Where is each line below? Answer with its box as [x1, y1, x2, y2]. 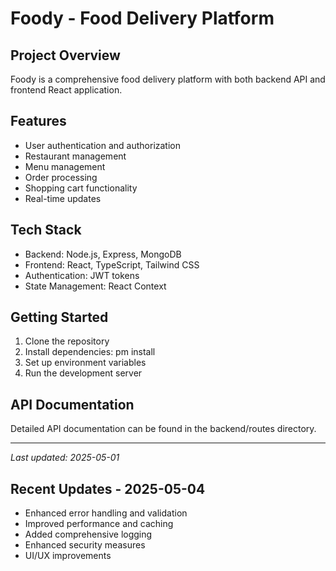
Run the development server [24, 367, 143, 379]
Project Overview [10, 47, 121, 64]
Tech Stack [10, 222, 82, 239]
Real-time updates [24, 192, 102, 204]
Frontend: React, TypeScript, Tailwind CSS [24, 258, 200, 271]
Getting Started [10, 309, 109, 326]
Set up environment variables [24, 357, 147, 369]
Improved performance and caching [24, 518, 174, 530]
